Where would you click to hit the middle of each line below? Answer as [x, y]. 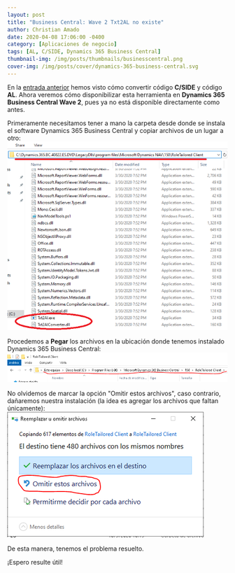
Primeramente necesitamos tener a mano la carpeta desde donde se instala [116, 123]
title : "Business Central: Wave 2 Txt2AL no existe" [86, 22]
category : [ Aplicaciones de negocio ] [62, 44]
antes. [16, 109]
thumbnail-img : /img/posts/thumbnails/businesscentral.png [95, 59]
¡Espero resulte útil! [35, 562]
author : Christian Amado [43, 29]
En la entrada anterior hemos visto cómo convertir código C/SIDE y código [115, 87]
